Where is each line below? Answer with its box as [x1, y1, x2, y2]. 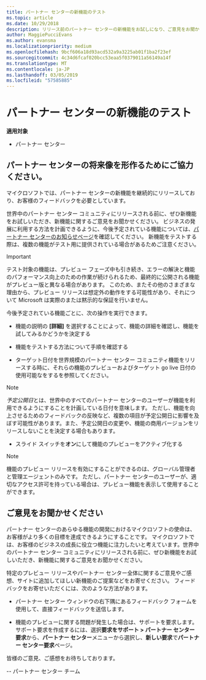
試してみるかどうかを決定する [15, 330, 91, 337]
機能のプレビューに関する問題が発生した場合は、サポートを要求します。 [15, 618, 198, 625]
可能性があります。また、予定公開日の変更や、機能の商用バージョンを [17, 419, 194, 427]
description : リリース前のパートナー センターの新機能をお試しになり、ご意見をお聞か [6, 26, 200, 33]
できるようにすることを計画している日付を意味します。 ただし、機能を [11, 404, 190, 412]
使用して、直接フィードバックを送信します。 [15, 605, 128, 612]
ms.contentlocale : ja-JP [6, 66, 70, 72]
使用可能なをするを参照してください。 [15, 371, 112, 378]
